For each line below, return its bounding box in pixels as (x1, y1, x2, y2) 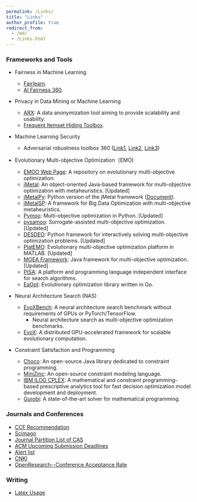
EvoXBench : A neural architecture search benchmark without (23, 304, 172, 311)
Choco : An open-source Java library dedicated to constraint (23, 358, 169, 365)
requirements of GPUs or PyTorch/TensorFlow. (23, 310, 136, 317)
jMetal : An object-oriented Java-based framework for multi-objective (23, 181, 191, 188)
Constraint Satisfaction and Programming (14, 347, 115, 354)
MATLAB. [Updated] (23, 250, 72, 257)
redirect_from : (6, 25, 44, 31)
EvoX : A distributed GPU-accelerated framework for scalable (23, 329, 171, 336)
